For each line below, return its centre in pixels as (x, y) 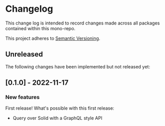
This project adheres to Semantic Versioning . (53, 38)
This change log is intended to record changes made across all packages (82, 23)
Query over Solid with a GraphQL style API (57, 118)
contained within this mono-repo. (40, 28)
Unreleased (24, 54)
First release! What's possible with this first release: (60, 108)
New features (23, 97)
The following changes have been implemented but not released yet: (78, 66)
